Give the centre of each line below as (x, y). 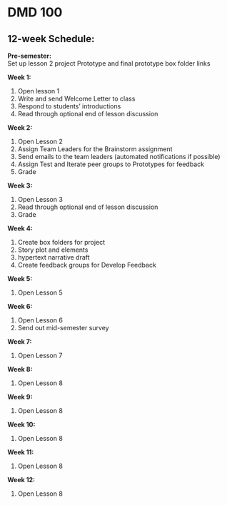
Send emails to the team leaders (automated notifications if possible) (119, 157)
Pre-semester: (30, 56)
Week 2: (20, 128)
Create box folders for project (61, 242)
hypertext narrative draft (54, 257)
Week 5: (20, 279)
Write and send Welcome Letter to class (76, 98)
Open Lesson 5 (40, 292)
